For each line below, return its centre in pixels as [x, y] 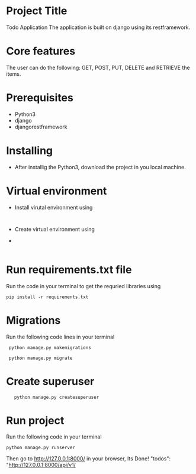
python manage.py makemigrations [50, 347]
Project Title [37, 11]
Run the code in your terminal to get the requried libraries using [83, 286]
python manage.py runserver [41, 448]
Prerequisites [40, 98]
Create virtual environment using [54, 229]
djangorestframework [41, 127]
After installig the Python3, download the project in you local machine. [100, 167]
